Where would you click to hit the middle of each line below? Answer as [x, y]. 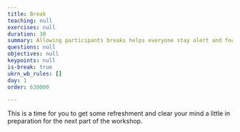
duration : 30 [27, 34]
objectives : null [33, 54]
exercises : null [31, 27]
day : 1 [17, 80]
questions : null [31, 47]
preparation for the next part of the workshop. [75, 121]
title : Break [27, 14]
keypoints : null [31, 61]
